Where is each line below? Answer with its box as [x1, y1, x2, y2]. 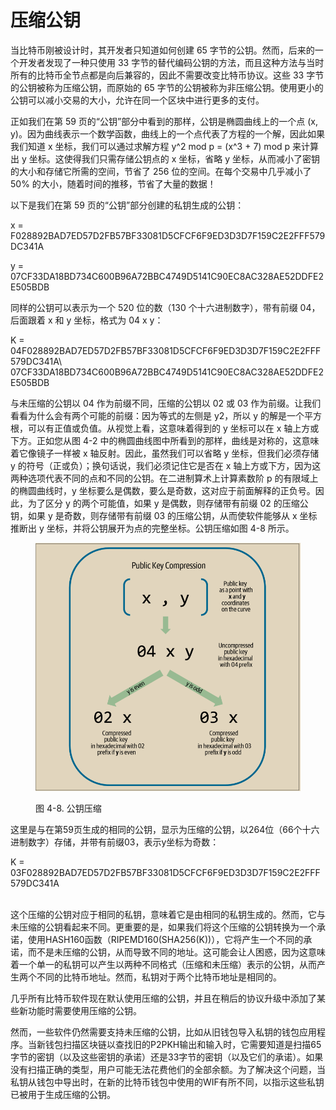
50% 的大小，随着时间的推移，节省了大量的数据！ [10, 177, 217, 190]
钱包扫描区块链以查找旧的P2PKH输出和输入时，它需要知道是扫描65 [44, 1038, 322, 1050]
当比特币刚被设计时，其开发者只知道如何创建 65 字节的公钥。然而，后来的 [10, 44, 315, 56]
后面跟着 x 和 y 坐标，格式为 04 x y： [10, 314, 164, 326]
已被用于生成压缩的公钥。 [10, 1088, 116, 1100]
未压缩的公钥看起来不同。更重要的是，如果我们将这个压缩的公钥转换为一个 [10, 921, 317, 933]
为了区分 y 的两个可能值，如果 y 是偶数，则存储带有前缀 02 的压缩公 [27, 497, 309, 509]
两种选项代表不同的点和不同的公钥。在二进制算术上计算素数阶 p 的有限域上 [10, 472, 319, 484]
